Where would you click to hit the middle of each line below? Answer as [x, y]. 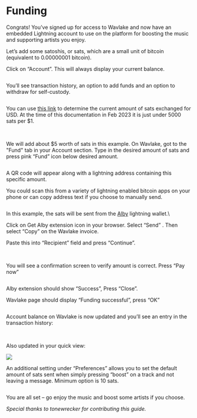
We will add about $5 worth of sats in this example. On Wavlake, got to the [96, 143]
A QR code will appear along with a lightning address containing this [89, 173]
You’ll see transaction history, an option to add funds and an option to [91, 85]
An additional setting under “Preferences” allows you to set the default [92, 368]
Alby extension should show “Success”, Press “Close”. [72, 288]
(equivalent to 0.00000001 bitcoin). [49, 57]
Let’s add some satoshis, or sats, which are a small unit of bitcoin [85, 51]
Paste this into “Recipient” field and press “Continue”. [71, 243]
